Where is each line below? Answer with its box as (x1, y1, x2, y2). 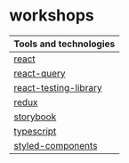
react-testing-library (13, 81, 102, 94)
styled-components (13, 139, 98, 151)
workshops (9, 5, 95, 26)
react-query (13, 67, 66, 79)
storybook (13, 110, 57, 123)
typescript (13, 125, 57, 137)
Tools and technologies (13, 37, 116, 50)
